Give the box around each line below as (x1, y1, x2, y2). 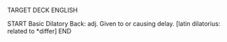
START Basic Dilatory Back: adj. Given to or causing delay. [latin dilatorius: (7, 20, 221, 27)
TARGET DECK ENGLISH (7, 6, 78, 14)
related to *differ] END (7, 27, 72, 35)
